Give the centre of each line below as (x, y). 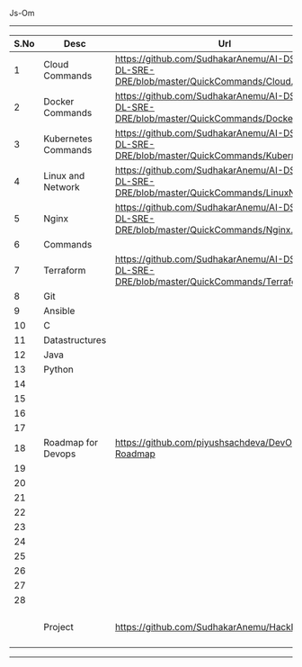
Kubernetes (68, 139)
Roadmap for (71, 442)
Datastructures (75, 340)
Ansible (59, 311)
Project (58, 627)
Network (62, 187)
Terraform (65, 270)
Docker (59, 101)
